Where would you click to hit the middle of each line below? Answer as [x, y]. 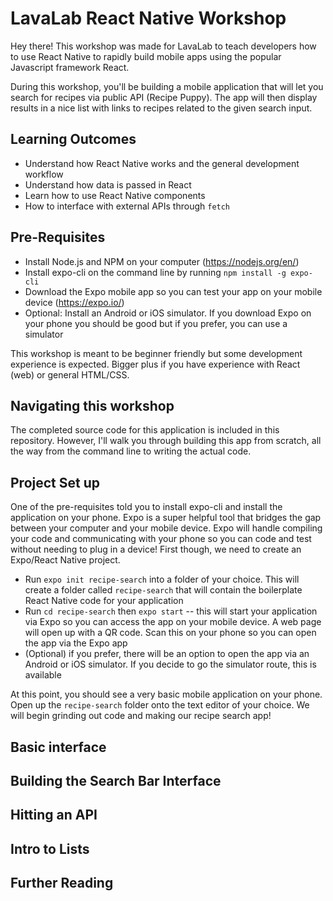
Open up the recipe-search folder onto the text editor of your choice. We [160, 705]
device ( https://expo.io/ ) [74, 302]
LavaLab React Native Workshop [148, 18]
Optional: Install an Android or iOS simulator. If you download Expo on [168, 313]
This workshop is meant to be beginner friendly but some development [156, 353]
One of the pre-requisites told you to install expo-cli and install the [146, 507]
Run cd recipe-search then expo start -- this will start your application [171, 611]
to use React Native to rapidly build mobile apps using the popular [146, 56]
